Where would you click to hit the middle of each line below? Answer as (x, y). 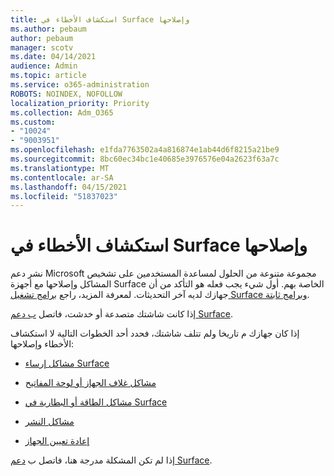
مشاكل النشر (49, 422)
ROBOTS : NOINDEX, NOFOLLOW (66, 94)
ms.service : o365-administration (80, 85)
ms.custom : (33, 122)
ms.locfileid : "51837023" (64, 196)
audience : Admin (44, 66)
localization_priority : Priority (80, 103)
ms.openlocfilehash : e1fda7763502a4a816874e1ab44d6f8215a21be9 (145, 150)
